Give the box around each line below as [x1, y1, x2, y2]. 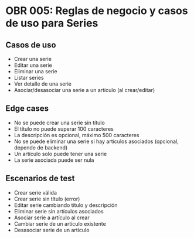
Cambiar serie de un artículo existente [13, 220, 106, 227]
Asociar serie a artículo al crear [13, 214, 90, 221]
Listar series [13, 74, 45, 81]
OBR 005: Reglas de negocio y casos [5, 4, 188, 18]
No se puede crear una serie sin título [13, 119, 105, 126]
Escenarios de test [5, 174, 75, 183]
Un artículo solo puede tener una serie [13, 150, 107, 157]
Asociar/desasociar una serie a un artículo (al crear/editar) [13, 87, 155, 93]
